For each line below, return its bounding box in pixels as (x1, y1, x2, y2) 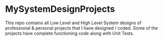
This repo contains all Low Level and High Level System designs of (5, 20, 142, 26)
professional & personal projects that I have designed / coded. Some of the (5, 25, 159, 31)
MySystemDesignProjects (5, 3, 115, 15)
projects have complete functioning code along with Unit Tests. (5, 30, 134, 36)
